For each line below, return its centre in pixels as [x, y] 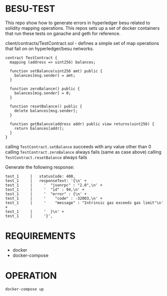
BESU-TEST [30, 9]
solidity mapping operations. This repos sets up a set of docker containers [82, 28]
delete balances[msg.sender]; [46, 111]
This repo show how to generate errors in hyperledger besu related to [78, 23]
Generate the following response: [40, 167]
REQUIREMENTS [40, 236]
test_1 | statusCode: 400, [40, 176]
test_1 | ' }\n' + [35, 212]
